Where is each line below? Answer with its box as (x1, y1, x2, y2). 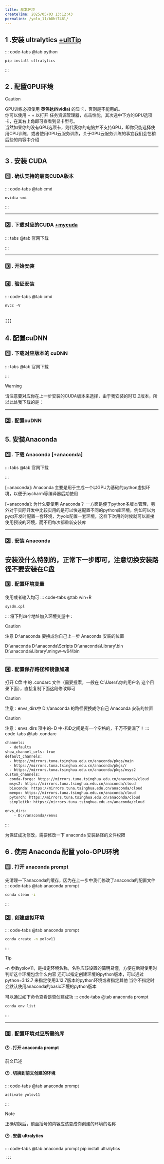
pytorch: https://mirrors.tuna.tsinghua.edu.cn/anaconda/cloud (9, 795, 140, 800)
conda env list (5, 1003, 36, 1008)
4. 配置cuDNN (5, 334, 48, 343)
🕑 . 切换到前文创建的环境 (5, 1070, 56, 1076)
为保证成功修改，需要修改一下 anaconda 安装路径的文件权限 (5, 832, 126, 838)
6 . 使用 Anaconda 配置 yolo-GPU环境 (5, 848, 119, 856)
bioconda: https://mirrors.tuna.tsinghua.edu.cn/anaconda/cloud (9, 786, 143, 791)
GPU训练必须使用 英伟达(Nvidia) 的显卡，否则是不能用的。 (5, 106, 123, 112)
